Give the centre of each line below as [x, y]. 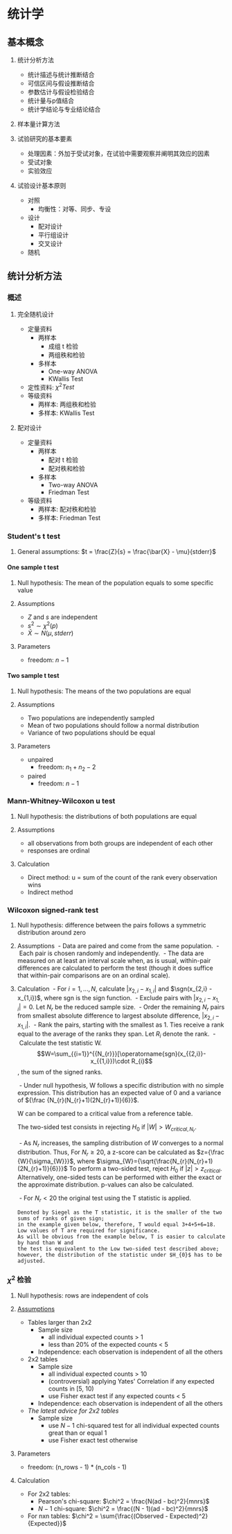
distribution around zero [52, 932]
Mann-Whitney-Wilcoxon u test [61, 801]
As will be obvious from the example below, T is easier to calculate [121, 1237]
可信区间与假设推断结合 [61, 83]
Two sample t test [33, 676]
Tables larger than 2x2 [60, 1322]
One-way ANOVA [73, 371]
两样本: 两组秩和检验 [67, 404]
